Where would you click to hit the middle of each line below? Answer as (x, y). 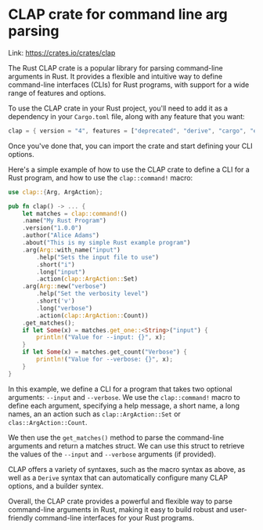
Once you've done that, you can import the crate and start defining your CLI (130, 146)
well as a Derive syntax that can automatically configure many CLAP (118, 477)
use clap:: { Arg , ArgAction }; (56, 192)
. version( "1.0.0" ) (52, 228)
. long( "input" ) (61, 272)
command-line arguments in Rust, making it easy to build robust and (118, 509)
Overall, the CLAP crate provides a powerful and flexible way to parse (121, 501)
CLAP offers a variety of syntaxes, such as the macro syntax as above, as (127, 469)
